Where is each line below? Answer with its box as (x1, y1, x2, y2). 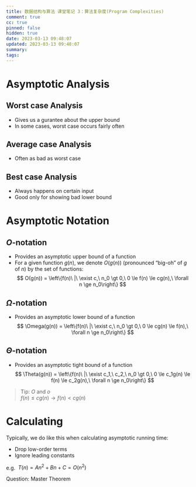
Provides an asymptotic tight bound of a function (14, 361, 133, 368)
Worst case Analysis (6, 101, 83, 111)
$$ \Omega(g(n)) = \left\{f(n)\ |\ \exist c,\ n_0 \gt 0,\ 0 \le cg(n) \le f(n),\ (16, 323, 189, 330)
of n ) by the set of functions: (14, 265, 84, 273)
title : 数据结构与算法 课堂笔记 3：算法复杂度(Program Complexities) (6, 8, 164, 15)
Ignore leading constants (14, 452, 75, 459)
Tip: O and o (20, 388, 51, 395)
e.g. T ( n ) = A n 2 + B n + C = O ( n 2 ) (6, 463, 87, 471)
